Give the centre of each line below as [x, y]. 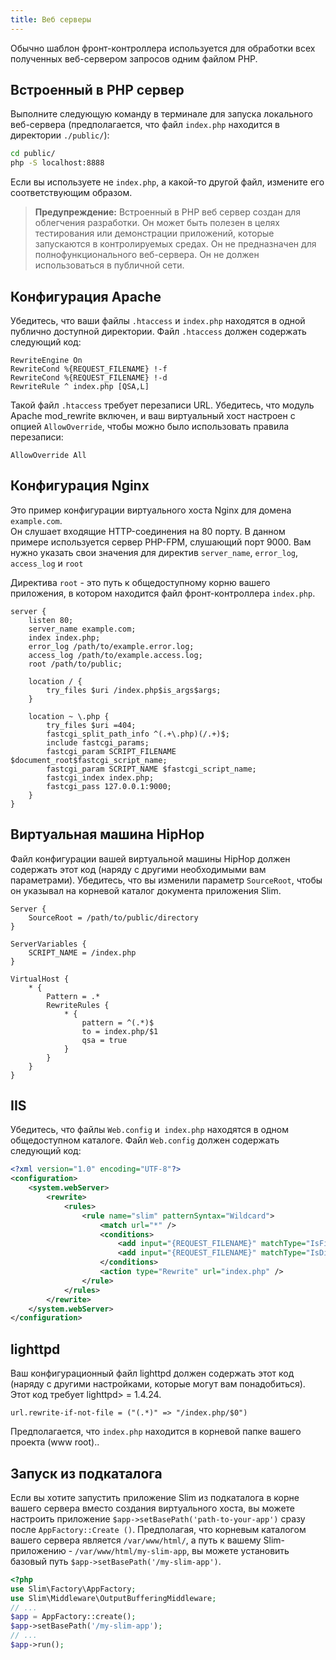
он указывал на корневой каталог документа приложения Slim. [146, 890]
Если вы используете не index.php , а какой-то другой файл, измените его [167, 182]
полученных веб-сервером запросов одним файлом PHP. [134, 58]
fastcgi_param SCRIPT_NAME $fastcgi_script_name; [151, 769]
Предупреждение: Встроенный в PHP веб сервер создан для [167, 212]
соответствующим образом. [71, 193]
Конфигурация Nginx [80, 486]
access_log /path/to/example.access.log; [115, 655]
